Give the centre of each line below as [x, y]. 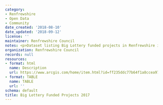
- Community [17, 23]
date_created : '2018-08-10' [33, 28]
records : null [19, 54]
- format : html [20, 63]
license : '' [17, 37]
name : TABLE [22, 81]
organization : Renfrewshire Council [42, 50]
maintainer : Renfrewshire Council [40, 41]
